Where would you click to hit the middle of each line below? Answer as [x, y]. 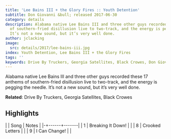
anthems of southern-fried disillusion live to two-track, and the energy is [81, 82]
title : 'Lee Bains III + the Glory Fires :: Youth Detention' [73, 10]
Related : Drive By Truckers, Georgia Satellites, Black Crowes [69, 97]
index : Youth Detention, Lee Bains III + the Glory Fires [68, 52]
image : [12, 43]
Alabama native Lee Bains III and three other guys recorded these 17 [77, 76]
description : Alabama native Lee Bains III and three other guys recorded [86, 24]
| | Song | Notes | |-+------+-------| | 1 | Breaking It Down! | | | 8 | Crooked [83, 126]
